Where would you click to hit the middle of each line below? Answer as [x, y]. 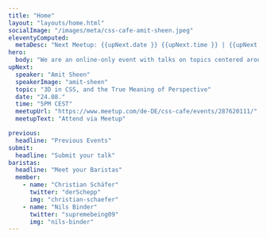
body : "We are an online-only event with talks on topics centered [130, 60]
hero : [17, 52]
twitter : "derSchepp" [65, 192]
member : [28, 178]
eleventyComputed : [39, 38]
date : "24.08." [41, 97]
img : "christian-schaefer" [74, 199]
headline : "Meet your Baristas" [69, 170]
